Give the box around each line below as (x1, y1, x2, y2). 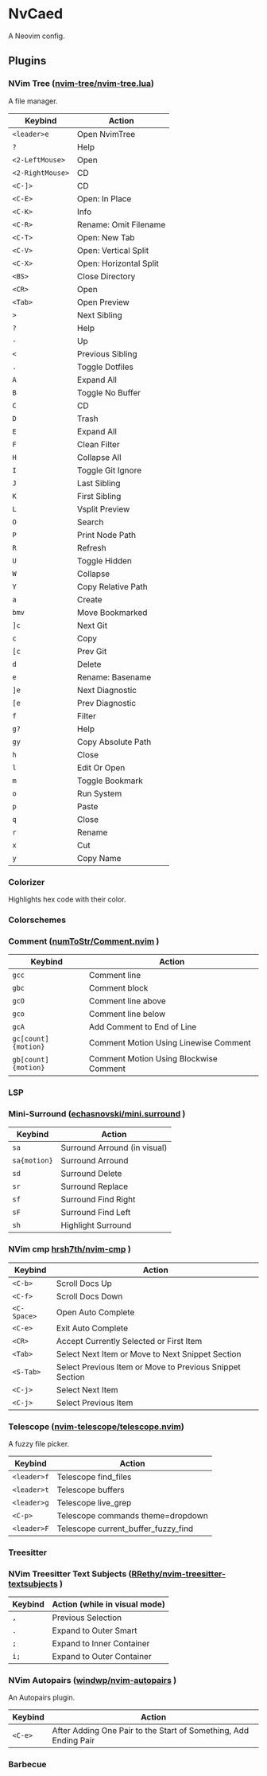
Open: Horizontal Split (76, 258, 159, 269)
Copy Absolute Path (76, 736, 152, 747)
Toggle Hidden (76, 555, 133, 566)
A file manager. (8, 96, 58, 106)
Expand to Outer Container (52, 1651, 153, 1662)
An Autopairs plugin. (8, 1692, 75, 1703)
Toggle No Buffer (76, 387, 141, 398)
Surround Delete (60, 1168, 122, 1179)
